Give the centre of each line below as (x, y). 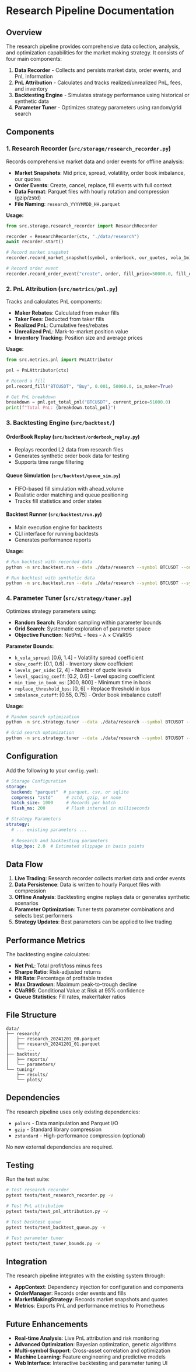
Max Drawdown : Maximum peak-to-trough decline (76, 984)
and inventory (31, 89)
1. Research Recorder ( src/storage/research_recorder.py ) (88, 149)
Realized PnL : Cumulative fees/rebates (62, 325)
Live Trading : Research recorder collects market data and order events (100, 878)
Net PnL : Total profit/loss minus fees (58, 966)
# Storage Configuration (36, 781)
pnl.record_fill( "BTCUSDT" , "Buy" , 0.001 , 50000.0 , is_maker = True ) (90, 386)
